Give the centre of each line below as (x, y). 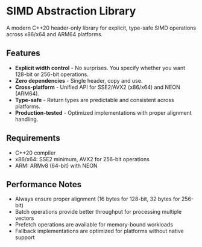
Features (23, 53)
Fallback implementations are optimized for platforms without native (99, 231)
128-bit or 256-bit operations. (52, 74)
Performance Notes (44, 184)
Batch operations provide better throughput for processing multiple (98, 212)
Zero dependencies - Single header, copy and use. (79, 80)
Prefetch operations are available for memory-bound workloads (94, 225)
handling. (27, 119)
